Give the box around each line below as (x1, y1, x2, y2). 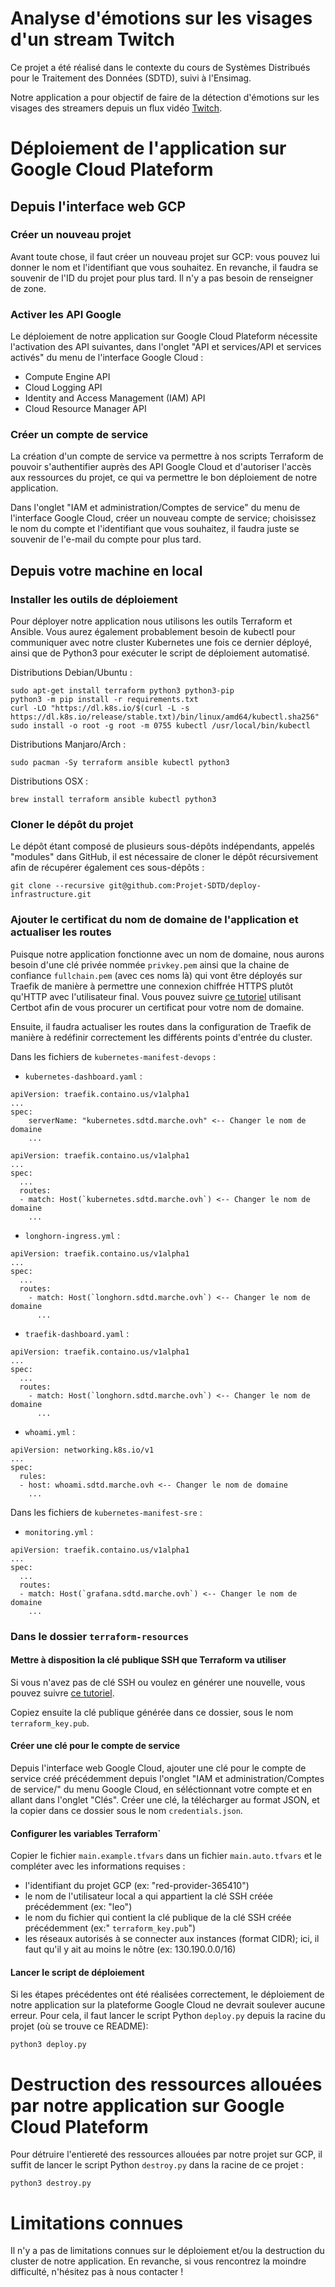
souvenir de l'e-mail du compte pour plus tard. (10, 533, 202, 546)
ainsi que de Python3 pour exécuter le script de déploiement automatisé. (10, 647, 310, 659)
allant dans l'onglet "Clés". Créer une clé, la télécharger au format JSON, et (10, 1794, 320, 1806)
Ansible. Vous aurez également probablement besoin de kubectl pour (10, 626, 296, 638)
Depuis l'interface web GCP (10, 198, 187, 215)
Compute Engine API (24, 371, 111, 383)
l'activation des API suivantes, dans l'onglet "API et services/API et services (10, 341, 322, 353)
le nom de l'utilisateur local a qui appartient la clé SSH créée (24, 1890, 273, 1902)
